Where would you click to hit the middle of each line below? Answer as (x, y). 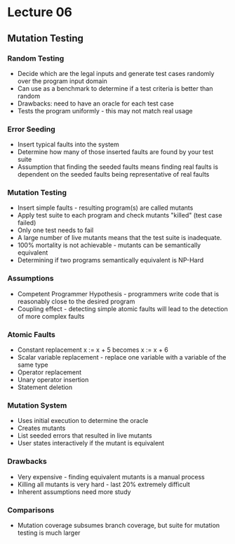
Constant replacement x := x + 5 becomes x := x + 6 (93, 350)
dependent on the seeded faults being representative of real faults (113, 175)
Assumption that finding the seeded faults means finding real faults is (118, 167)
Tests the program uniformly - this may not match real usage (105, 110)
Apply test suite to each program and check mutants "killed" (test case (120, 215)
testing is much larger (49, 533)
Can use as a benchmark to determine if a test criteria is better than (115, 88)
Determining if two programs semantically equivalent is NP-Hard (110, 260)
